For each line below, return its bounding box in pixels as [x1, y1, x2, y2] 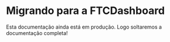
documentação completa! [6, 29, 69, 36]
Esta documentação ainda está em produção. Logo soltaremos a [6, 23, 162, 30]
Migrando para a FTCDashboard [6, 4, 165, 17]
